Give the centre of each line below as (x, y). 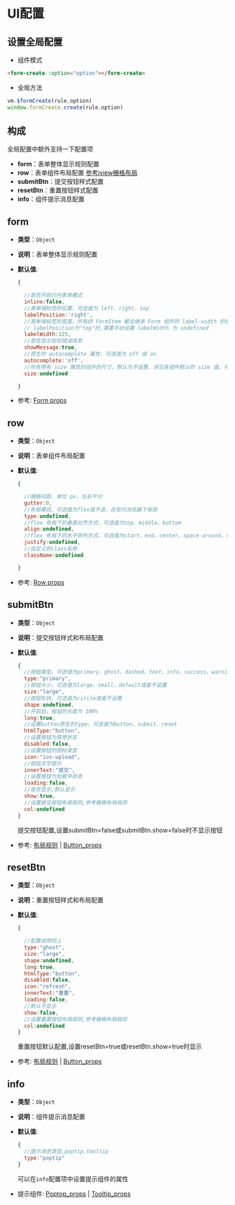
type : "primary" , (48, 679)
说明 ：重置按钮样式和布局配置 (60, 900)
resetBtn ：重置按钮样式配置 (58, 190)
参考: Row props (41, 582)
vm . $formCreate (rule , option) (50, 101)
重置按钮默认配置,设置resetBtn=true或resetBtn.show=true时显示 (109, 1046)
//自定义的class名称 (51, 549)
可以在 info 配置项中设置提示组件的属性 (73, 1178)
